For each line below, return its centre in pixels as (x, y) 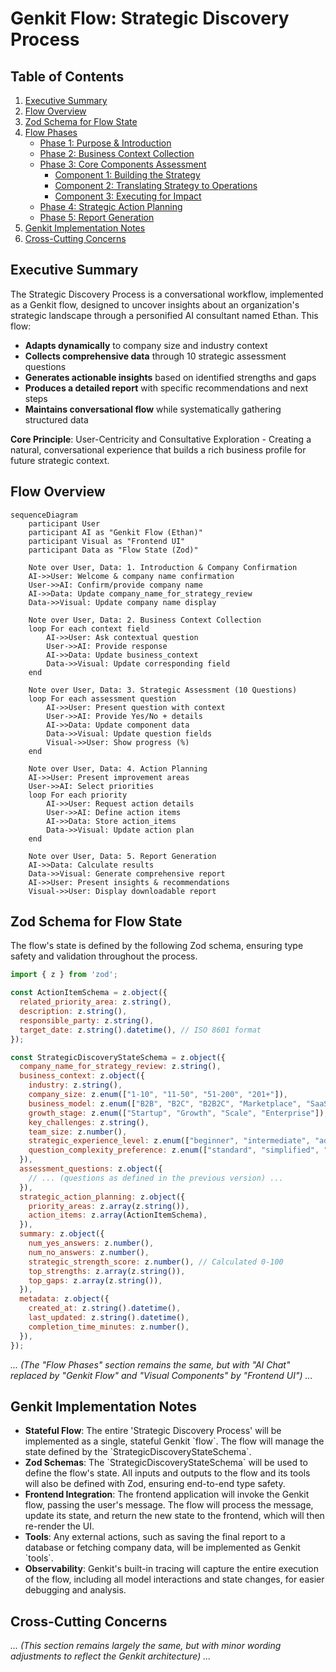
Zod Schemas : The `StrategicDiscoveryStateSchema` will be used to (166, 1463)
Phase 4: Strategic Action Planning (111, 206)
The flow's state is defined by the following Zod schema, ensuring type (157, 946)
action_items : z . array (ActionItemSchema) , (118, 1215)
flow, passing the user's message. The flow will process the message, (169, 1505)
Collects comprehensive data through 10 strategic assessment (155, 356)
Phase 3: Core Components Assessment (123, 164)
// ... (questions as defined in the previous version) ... (156, 1178)
